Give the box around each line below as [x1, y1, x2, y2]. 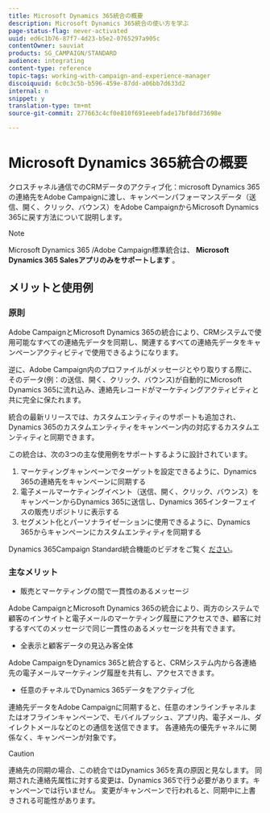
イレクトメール [8, 722, 58, 731]
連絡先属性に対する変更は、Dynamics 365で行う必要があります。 [35, 775, 254, 785]
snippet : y [8, 94, 45, 103]
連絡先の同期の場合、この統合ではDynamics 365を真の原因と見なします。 [8, 765, 254, 775]
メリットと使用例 [8, 281, 93, 295]
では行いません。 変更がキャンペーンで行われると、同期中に [43, 785, 242, 795]
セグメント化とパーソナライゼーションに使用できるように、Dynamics [19, 517, 251, 526]
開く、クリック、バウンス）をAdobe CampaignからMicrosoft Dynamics [22, 202, 260, 212]
